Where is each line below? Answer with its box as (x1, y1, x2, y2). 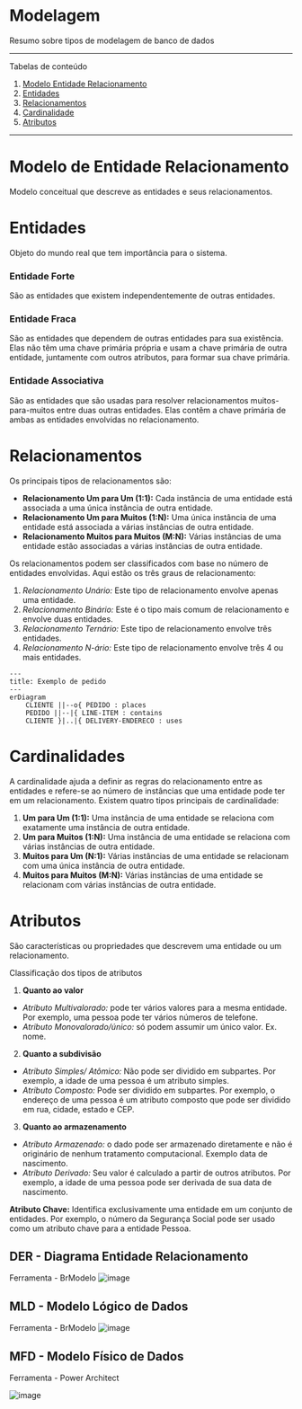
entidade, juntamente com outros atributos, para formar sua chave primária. (9, 352, 290, 363)
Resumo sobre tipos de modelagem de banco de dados (9, 35, 215, 46)
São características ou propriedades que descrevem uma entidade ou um (9, 940, 281, 951)
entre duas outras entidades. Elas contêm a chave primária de (57, 404, 286, 415)
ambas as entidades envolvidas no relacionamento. (9, 414, 200, 425)
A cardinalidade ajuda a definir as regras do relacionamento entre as (9, 775, 263, 786)
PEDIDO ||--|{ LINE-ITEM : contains (25, 708, 164, 717)
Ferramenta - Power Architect (9, 1372, 120, 1383)
